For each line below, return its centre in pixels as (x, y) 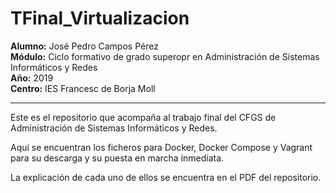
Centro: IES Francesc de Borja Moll (83, 88)
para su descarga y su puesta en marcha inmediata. (117, 158)
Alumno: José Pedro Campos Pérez (84, 46)
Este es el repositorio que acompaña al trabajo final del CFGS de (143, 117)
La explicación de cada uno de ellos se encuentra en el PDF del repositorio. (166, 177)
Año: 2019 (32, 78)
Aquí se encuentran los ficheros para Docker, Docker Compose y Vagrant (161, 147)
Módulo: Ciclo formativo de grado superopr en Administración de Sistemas (165, 56)
